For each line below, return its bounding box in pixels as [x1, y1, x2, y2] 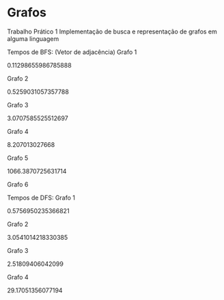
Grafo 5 [7, 154, 29, 162]
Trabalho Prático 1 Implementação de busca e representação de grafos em [7, 27, 217, 36]
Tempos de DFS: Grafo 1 [7, 193, 76, 202]
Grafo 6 [7, 180, 29, 189]
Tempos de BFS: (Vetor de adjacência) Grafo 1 [7, 48, 137, 56]
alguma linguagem [7, 34, 59, 42]
